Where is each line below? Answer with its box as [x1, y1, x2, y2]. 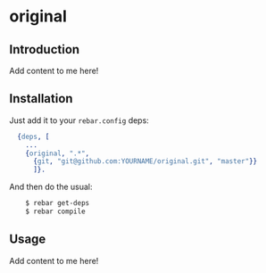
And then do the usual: [9, 181, 93, 193]
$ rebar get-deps [25, 199, 90, 208]
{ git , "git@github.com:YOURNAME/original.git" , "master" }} [32, 157, 257, 166]
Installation [9, 91, 73, 106]
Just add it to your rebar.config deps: [9, 114, 149, 126]
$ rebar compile [25, 207, 87, 216]
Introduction [9, 42, 80, 57]
